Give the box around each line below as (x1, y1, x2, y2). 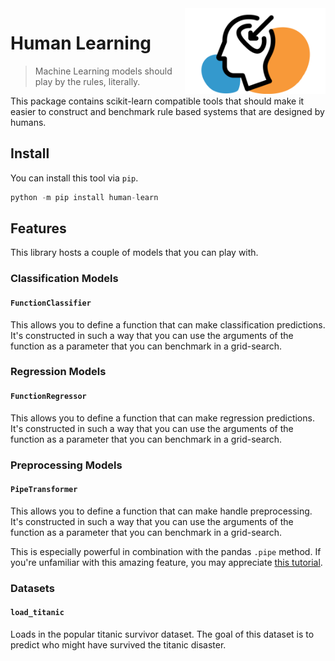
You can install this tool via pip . (10, 172, 139, 184)
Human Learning (10, 32, 152, 55)
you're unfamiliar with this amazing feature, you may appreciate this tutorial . (10, 556, 323, 568)
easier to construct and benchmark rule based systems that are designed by (10, 105, 325, 117)
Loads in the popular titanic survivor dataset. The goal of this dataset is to (10, 628, 315, 640)
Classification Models (10, 272, 119, 286)
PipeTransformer (10, 485, 78, 495)
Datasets (10, 581, 55, 595)
